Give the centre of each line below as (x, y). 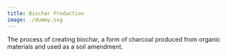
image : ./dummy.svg (35, 20)
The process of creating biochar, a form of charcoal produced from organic (114, 39)
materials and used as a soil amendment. (65, 46)
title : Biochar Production (46, 13)
